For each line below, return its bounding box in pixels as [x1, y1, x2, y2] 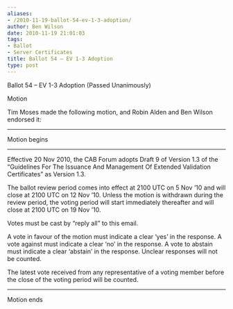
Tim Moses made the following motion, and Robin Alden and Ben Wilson [7, 108, 214, 116]
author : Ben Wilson [7, 23, 64, 30]
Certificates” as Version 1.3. [7, 169, 87, 178]
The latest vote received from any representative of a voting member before [7, 268, 225, 276]
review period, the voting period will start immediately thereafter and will [7, 198, 214, 206]
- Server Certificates [7, 49, 73, 56]
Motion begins [7, 135, 49, 143]
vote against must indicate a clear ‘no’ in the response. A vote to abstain [7, 240, 213, 248]
